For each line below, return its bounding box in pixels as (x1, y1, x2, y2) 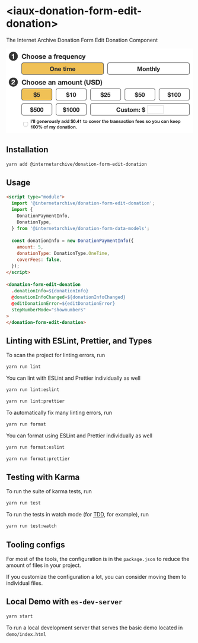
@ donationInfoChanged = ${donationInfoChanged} (11, 294, 126, 301)
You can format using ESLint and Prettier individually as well (6, 432, 153, 439)
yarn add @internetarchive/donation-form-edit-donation (6, 161, 147, 167)
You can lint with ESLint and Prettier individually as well (6, 374, 141, 382)
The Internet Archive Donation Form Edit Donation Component (6, 36, 158, 43)
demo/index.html (6, 631, 46, 637)
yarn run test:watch (6, 523, 58, 529)
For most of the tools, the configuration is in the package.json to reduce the (6, 556, 190, 563)
